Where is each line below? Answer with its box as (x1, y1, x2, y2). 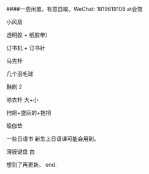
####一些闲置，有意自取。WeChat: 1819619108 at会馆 (6, 5, 143, 12)
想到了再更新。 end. (6, 161, 57, 168)
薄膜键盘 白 (6, 148, 35, 155)
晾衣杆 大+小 (6, 96, 39, 103)
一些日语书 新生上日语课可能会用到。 (6, 135, 99, 142)
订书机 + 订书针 (6, 45, 46, 51)
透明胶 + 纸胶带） (6, 31, 51, 38)
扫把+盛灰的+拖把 (6, 109, 52, 116)
